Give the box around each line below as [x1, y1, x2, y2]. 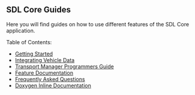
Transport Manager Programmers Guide [14, 63, 114, 70]
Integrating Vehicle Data [14, 56, 75, 63]
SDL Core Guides [6, 5, 71, 15]
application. [6, 27, 35, 34]
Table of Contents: [6, 38, 52, 45]
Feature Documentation [14, 69, 74, 76]
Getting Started [14, 50, 53, 57]
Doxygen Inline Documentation [14, 82, 91, 89]
